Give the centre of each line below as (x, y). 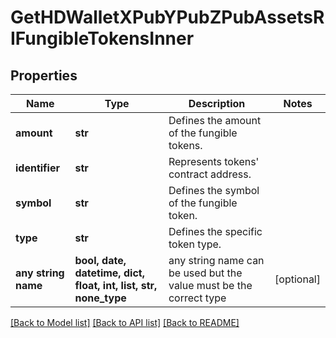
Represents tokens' (214, 161)
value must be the (210, 285)
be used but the (205, 273)
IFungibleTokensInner (102, 38)
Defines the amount (215, 120)
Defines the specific (215, 231)
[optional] (297, 279)
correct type (197, 298)
